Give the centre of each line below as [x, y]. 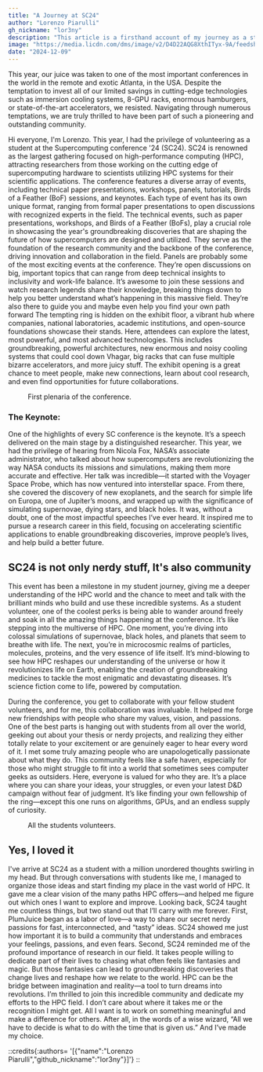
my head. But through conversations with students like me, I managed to [125, 877]
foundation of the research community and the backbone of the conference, [131, 248]
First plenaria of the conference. [79, 397]
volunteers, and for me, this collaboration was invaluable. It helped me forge [131, 710]
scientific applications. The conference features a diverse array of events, [127, 181]
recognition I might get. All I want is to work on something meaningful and [127, 1011]
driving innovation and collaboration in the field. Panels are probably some [128, 256]
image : [19, 45]
